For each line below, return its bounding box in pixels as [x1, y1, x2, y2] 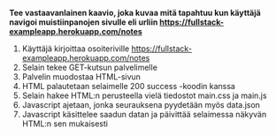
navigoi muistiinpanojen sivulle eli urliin [9, 17, 158, 27]
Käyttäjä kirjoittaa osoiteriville [21, 43, 130, 54]
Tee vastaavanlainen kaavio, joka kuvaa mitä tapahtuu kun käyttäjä [9, 8, 261, 18]
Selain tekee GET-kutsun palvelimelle [21, 62, 157, 72]
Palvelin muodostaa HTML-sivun [21, 72, 142, 82]
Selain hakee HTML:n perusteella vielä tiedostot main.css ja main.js [21, 90, 267, 101]
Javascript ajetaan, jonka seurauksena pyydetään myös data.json [21, 100, 261, 110]
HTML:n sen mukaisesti [21, 118, 109, 129]
